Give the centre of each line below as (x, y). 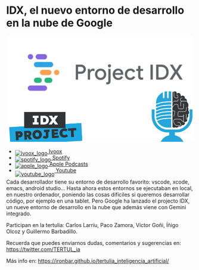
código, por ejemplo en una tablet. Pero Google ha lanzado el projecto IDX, (98, 201)
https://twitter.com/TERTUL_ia (43, 249)
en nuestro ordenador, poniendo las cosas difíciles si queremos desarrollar (98, 195)
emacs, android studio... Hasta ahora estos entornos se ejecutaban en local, (99, 188)
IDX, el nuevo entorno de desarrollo (95, 10)
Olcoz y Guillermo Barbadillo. (42, 232)
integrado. (19, 214)
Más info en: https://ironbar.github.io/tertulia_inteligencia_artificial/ (88, 261)
